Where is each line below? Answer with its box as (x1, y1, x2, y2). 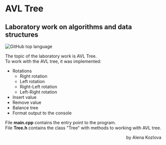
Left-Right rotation (19, 89, 57, 95)
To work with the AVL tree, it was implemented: (5, 58, 102, 64)
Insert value (12, 95, 37, 100)
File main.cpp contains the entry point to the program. (5, 120, 116, 125)
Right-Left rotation (19, 84, 57, 90)
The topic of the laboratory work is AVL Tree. (5, 53, 97, 59)
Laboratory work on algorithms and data (5, 23, 132, 31)
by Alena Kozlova (126, 135, 162, 140)
